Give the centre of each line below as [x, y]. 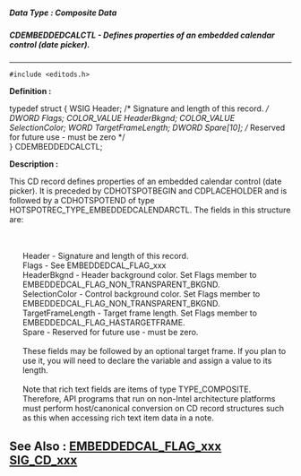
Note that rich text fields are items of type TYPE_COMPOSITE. [137, 389]
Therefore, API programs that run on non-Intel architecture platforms [149, 399]
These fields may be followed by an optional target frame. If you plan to [154, 351]
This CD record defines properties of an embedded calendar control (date [146, 182]
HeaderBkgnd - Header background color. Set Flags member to [139, 275]
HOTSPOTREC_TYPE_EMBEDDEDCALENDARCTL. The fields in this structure [150, 210]
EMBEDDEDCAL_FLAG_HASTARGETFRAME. [103, 323]
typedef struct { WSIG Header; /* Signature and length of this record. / [139, 108]
